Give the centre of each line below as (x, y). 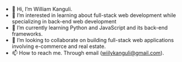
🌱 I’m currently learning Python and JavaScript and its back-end (90, 27)
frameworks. (27, 34)
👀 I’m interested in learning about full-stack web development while (94, 15)
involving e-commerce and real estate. (59, 46)
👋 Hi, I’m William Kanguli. (42, 9)
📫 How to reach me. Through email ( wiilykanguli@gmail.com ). (88, 53)
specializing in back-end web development (64, 21)
